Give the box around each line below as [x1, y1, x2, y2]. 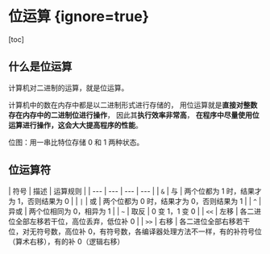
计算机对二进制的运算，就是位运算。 [8, 82, 129, 93]
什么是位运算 [8, 60, 73, 73]
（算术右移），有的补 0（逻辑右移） [8, 236, 125, 246]
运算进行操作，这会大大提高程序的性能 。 [8, 120, 143, 130]
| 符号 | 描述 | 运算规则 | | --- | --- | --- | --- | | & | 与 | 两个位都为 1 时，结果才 [8, 186, 262, 196]
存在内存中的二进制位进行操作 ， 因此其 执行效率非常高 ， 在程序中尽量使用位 [8, 110, 260, 119]
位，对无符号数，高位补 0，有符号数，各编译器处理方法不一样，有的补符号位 [8, 227, 262, 236]
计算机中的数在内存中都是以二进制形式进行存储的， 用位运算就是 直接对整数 [8, 100, 258, 110]
